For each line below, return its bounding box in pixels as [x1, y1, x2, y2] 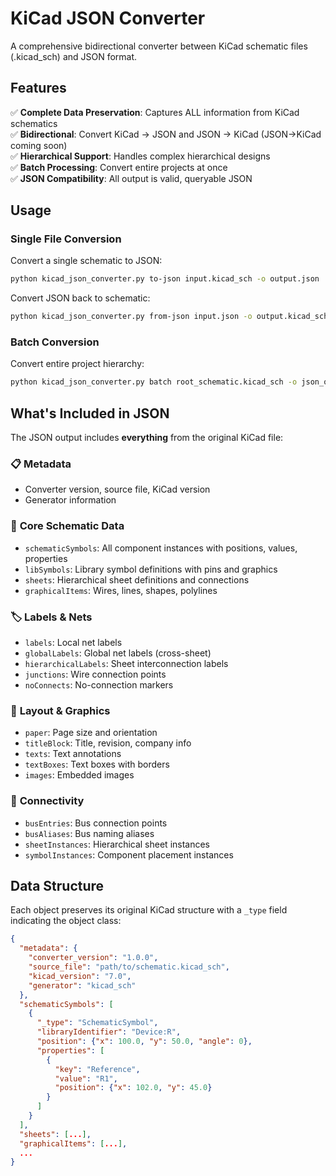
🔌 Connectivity [10, 794, 85, 808]
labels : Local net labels [24, 637, 123, 649]
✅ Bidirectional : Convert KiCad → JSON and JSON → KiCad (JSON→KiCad [10, 128, 322, 140]
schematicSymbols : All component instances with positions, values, [24, 542, 298, 554]
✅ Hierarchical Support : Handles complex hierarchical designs [10, 150, 271, 162]
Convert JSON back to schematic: [10, 292, 151, 304]
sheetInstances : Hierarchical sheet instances [24, 838, 211, 850]
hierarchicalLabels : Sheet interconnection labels [24, 658, 229, 670]
